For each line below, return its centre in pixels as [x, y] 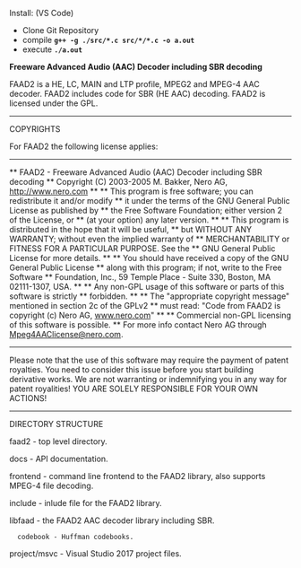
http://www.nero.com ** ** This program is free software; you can [131, 191]
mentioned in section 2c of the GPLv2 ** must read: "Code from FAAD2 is [145, 306]
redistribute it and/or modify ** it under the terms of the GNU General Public [150, 201]
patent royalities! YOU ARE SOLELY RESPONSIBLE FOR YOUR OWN [133, 389]
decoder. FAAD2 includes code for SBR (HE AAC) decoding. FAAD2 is [138, 94]
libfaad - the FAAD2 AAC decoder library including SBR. [112, 520]
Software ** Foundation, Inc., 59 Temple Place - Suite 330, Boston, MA [140, 277]
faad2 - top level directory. [58, 441]
